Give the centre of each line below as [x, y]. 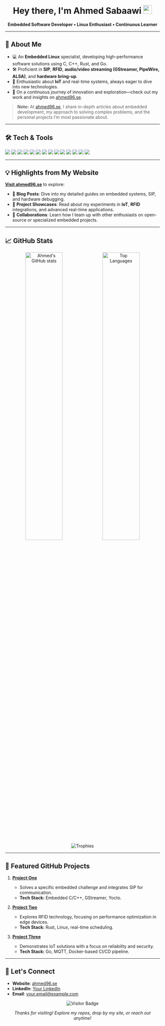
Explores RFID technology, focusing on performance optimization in [88, 917]
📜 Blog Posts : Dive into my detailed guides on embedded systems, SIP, [84, 194]
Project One [25, 878]
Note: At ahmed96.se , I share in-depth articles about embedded [82, 107]
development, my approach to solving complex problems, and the [83, 112]
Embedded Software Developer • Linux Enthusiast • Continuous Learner [82, 24]
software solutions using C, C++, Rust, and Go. [60, 63]
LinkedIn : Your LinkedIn [36, 988]
